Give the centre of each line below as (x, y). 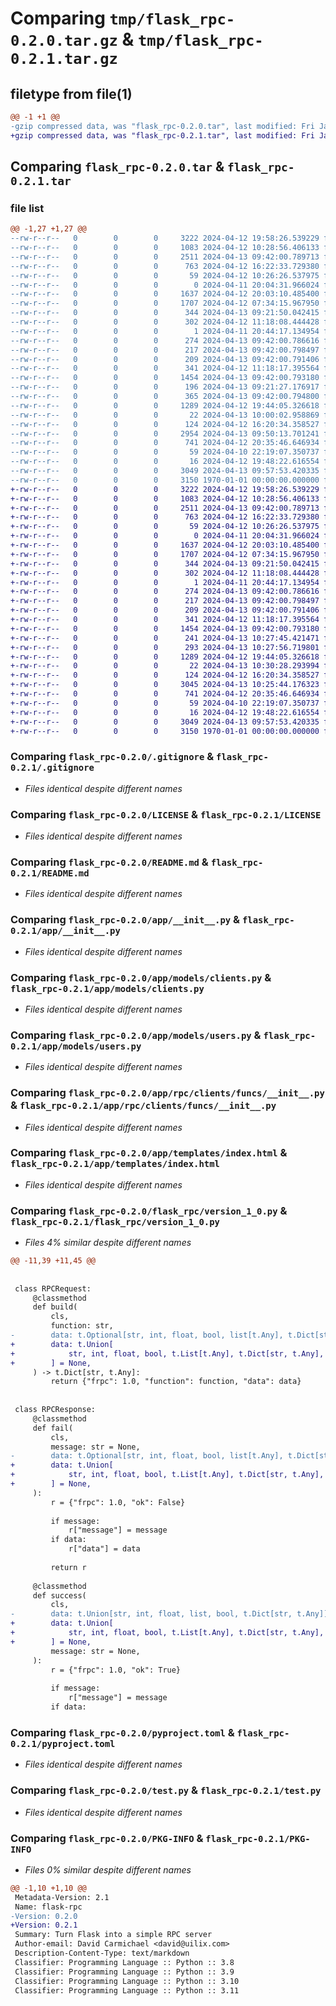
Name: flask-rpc (48, 1907)
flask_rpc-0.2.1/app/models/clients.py (107, 988)
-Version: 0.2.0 (44, 1916)
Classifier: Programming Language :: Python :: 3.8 (124, 1962)
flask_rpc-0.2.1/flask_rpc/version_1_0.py (115, 1221)
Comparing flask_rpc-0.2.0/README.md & (109, 862)
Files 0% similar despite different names (108, 1869)
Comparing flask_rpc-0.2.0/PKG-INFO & (107, 1838)
